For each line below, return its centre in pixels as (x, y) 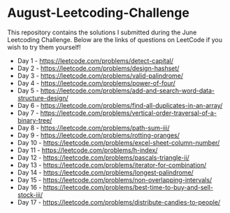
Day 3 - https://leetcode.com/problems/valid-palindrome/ (100, 76)
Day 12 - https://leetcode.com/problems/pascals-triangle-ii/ (103, 157)
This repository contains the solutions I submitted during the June (102, 32)
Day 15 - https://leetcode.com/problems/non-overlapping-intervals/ (115, 179)
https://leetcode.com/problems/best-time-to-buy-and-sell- (128, 187)
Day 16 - (29, 187)
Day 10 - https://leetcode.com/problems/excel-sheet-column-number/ (118, 142)
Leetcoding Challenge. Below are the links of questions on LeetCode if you (115, 39)
